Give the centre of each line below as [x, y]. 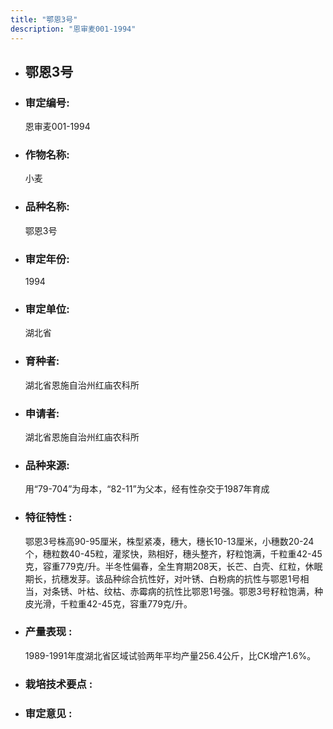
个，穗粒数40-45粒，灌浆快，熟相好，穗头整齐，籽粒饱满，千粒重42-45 [173, 553]
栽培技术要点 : [58, 684]
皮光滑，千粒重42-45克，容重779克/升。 [108, 603]
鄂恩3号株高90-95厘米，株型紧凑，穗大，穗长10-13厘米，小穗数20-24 [169, 541]
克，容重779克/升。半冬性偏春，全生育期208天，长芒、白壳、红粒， [165, 566]
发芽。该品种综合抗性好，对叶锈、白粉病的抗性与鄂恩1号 [184, 578]
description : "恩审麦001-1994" [73, 29]
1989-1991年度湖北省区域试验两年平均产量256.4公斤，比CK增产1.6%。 [170, 655]
